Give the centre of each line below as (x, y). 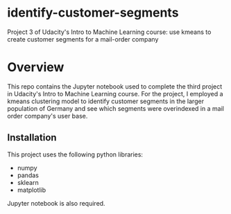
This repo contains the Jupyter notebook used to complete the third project (115, 86)
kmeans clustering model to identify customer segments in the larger (106, 101)
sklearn (28, 182)
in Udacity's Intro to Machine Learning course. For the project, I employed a (115, 93)
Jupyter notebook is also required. (56, 203)
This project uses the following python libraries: (75, 154)
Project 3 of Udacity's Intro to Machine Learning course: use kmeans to (109, 32)
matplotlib (32, 190)
